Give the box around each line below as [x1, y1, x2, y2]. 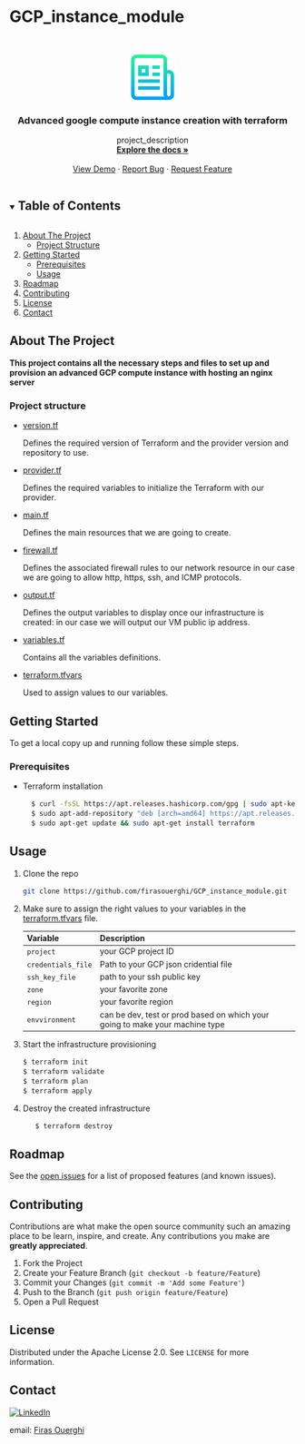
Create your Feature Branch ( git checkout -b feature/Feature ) [22, 1268, 261, 1279]
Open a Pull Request [22, 1296, 100, 1308]
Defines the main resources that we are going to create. [22, 527, 231, 538]
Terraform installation [22, 781, 103, 791]
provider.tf [22, 465, 62, 476]
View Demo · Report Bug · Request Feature [72, 163, 233, 174]
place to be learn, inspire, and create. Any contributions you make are [9, 1231, 271, 1242]
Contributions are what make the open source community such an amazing [9, 1221, 290, 1232]
